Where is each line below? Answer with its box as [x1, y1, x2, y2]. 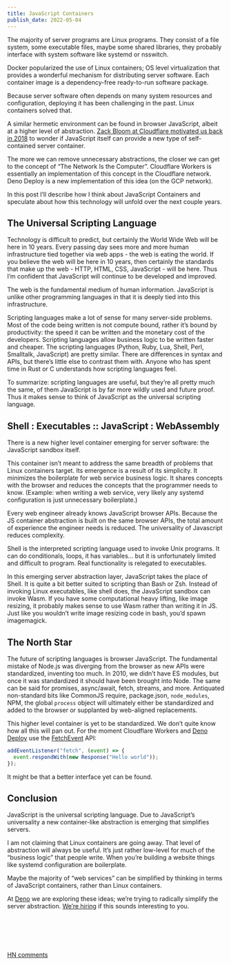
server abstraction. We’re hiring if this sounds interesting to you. [7, 902, 190, 911]
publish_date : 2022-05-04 [7, 17, 81, 23]
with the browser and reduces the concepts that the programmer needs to [7, 481, 219, 489]
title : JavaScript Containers [7, 10, 94, 17]
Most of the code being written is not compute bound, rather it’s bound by [7, 321, 217, 329]
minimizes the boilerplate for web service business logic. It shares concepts [7, 474, 223, 482]
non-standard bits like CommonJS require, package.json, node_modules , [7, 691, 210, 700]
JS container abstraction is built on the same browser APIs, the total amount [7, 516, 223, 525]
